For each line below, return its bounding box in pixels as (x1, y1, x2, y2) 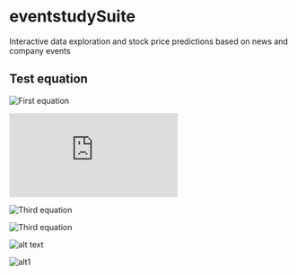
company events (9, 45, 71, 56)
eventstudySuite (9, 6, 136, 27)
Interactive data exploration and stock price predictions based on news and (9, 36, 289, 47)
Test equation (9, 72, 88, 87)
